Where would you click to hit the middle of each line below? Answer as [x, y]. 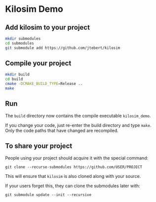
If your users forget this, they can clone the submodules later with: [73, 186]
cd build [14, 79]
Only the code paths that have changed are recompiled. [62, 130]
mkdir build [17, 75]
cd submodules [20, 43]
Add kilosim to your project [48, 27]
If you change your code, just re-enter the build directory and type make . [78, 125]
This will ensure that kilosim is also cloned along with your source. [73, 176]
